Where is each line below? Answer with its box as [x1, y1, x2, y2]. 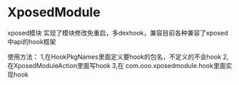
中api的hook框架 [7, 37, 56, 46]
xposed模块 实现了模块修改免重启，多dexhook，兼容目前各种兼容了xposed [7, 28, 228, 37]
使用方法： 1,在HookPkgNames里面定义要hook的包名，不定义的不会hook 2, [7, 52, 229, 61]
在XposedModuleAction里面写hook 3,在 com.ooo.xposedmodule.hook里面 [7, 61, 226, 69]
